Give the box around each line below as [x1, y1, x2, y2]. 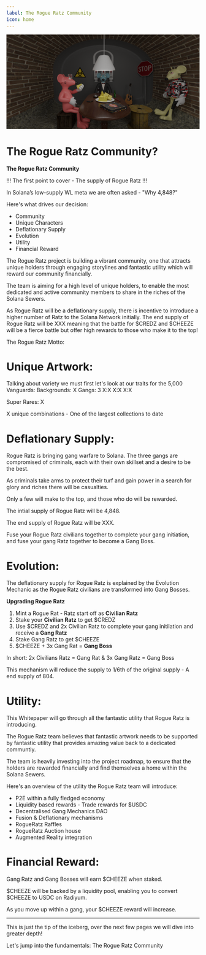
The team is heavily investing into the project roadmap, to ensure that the [6, 758, 191, 765]
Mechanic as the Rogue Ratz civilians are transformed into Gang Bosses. [6, 586, 190, 593]
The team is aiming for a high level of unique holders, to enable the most [6, 282, 189, 289]
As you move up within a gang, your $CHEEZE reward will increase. [6, 906, 177, 913]
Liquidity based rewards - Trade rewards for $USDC [15, 801, 147, 808]
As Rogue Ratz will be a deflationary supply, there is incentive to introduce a [6, 307, 199, 314]
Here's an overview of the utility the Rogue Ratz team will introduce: [6, 783, 178, 790]
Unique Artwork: [6, 360, 93, 374]
